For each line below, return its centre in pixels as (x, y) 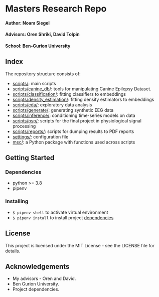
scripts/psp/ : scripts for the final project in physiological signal (77, 120)
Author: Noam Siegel (28, 23)
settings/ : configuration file (40, 136)
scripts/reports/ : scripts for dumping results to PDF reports (73, 131)
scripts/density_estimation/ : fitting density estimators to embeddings (83, 99)
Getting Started (30, 158)
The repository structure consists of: (43, 74)
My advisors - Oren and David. (44, 278)
